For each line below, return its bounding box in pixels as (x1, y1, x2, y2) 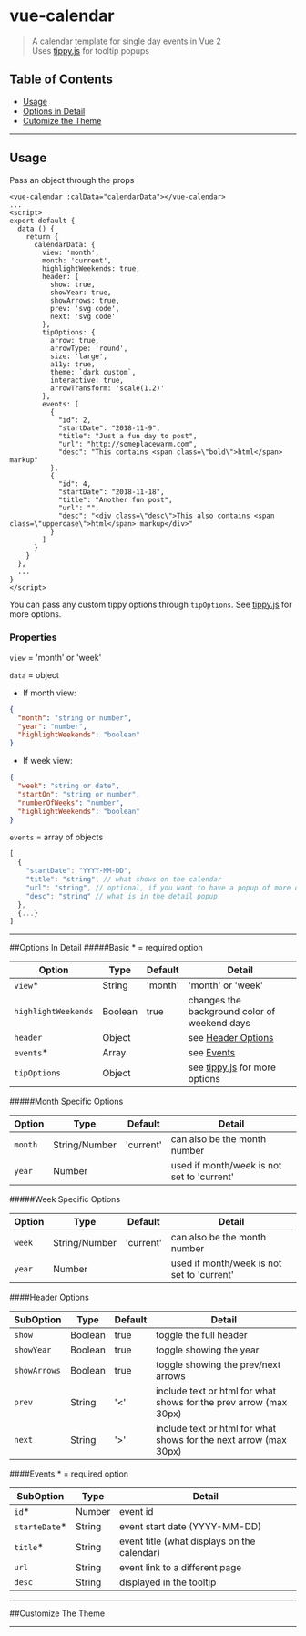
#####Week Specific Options (9, 1194, 121, 1205)
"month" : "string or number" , (17, 713, 132, 723)
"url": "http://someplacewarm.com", (57, 439, 198, 448)
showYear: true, (49, 288, 112, 297)
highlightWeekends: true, (42, 263, 141, 273)
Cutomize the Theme (22, 115, 102, 126)
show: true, (49, 280, 96, 289)
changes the (188, 994, 241, 1007)
